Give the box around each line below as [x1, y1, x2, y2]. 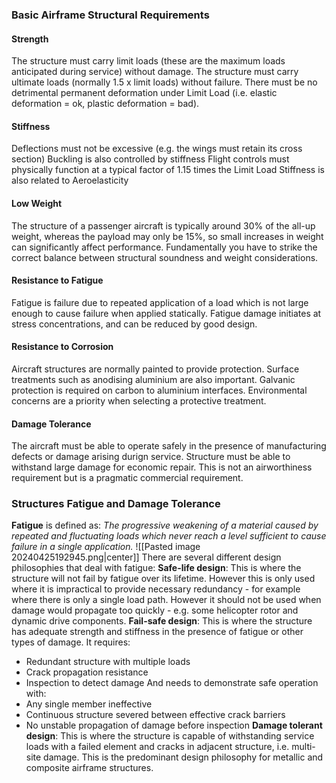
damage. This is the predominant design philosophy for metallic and [43, 751, 324, 763]
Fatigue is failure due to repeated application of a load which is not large [11, 296, 309, 308]
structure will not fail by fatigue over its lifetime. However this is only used [11, 573, 316, 585]
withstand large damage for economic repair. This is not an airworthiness [11, 461, 313, 473]
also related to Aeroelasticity [11, 174, 129, 187]
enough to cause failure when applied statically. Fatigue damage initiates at [11, 307, 322, 319]
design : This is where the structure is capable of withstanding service [25, 730, 315, 742]
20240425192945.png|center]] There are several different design [11, 551, 282, 563]
